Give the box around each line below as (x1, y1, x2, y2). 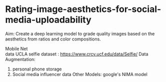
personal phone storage (12, 66, 62, 72)
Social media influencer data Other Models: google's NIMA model (12, 71, 147, 77)
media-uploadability (5, 14, 91, 25)
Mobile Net (5, 45, 28, 51)
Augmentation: (5, 56, 36, 62)
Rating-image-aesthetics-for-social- (5, 3, 161, 15)
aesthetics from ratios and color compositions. (5, 36, 101, 42)
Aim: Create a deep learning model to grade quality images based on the (5, 30, 155, 36)
